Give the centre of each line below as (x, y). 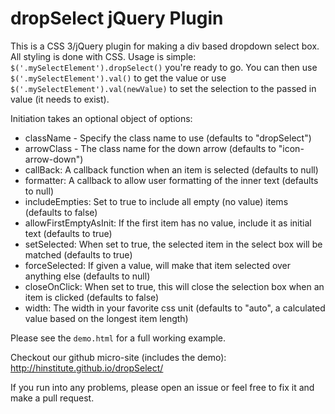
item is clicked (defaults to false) (92, 297)
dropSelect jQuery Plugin (117, 18)
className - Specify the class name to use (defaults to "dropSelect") (168, 138)
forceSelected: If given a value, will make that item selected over (158, 265)
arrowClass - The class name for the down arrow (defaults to (150, 148)
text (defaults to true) (68, 233)
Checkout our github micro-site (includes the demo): (118, 357)
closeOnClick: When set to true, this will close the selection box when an (174, 286)
